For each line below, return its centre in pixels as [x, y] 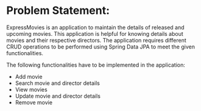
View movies [31, 89]
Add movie [29, 76]
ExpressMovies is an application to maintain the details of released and [95, 27]
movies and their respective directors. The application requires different [97, 40]
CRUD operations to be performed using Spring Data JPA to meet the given [100, 47]
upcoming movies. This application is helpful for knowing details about [95, 33]
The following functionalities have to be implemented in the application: [96, 65]
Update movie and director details [58, 96]
